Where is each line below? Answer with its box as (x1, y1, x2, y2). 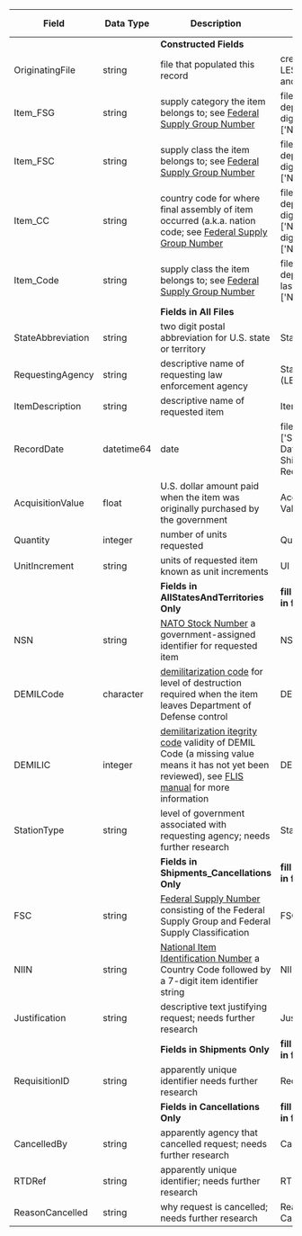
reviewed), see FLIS (160, 770, 244, 782)
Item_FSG (13, 107, 56, 119)
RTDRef (13, 1175, 47, 1187)
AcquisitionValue (13, 497, 84, 509)
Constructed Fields (160, 38, 244, 50)
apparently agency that (160, 1126, 258, 1139)
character (102, 688, 144, 700)
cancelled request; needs (160, 1138, 268, 1150)
